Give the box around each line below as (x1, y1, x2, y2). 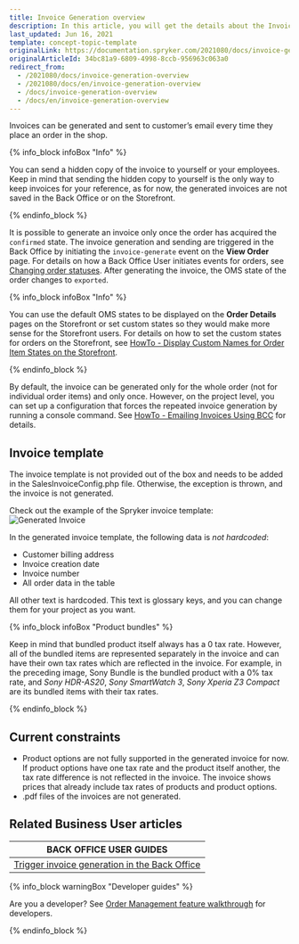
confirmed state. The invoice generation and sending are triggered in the (9, 237, 274, 248)
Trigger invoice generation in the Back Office (13, 858, 201, 870)
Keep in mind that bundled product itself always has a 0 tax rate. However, (9, 639, 282, 650)
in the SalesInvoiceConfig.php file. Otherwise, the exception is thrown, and (9, 479, 283, 489)
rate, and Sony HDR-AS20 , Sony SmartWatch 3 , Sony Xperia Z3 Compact (9, 677, 280, 687)
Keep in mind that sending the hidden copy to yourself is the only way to (9, 174, 274, 185)
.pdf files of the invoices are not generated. (21, 791, 182, 801)
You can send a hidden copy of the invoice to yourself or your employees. (9, 164, 280, 175)
